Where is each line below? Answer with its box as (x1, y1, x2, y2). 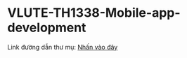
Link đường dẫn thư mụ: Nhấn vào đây (7, 43, 118, 51)
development (7, 20, 86, 36)
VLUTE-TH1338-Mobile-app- (7, 5, 181, 21)
